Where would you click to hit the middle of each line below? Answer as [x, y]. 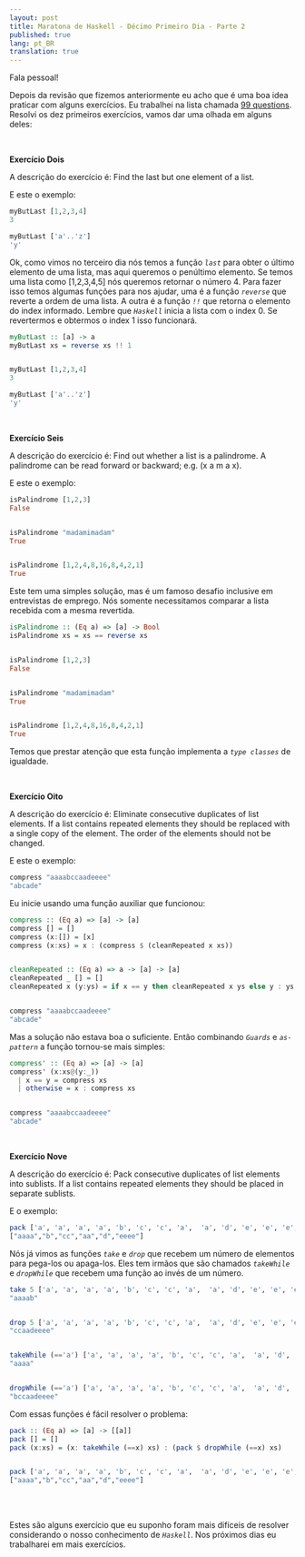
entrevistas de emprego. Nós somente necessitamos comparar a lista [139, 601]
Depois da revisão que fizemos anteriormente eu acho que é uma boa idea [149, 96]
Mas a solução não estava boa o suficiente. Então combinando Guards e [143, 1036]
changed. [27, 844]
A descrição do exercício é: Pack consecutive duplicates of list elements [145, 1174]
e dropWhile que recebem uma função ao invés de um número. [127, 1273]
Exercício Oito [36, 796]
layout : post [34, 18]
